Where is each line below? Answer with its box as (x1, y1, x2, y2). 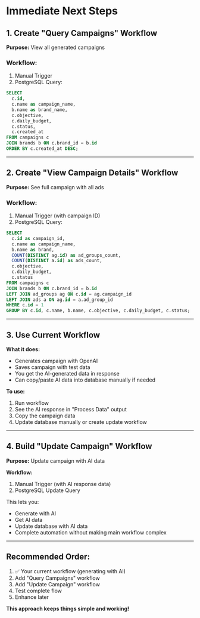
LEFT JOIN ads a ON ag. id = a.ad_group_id (6, 297, 113, 303)
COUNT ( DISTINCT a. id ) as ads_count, (11, 258, 102, 264)
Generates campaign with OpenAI (14, 357, 98, 364)
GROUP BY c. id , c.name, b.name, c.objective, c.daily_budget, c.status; (6, 308, 190, 314)
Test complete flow (14, 587, 62, 594)
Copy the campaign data (14, 412, 76, 419)
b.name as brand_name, (11, 106, 68, 113)
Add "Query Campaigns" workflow (14, 574, 100, 582)
